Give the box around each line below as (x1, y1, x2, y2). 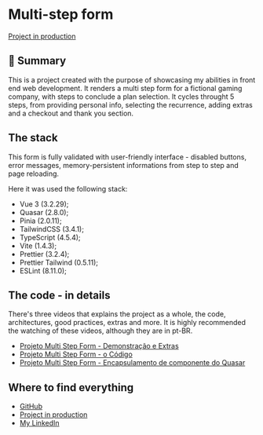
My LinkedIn (19, 419, 60, 428)
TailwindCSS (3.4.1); (19, 224, 85, 233)
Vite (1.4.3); (19, 241, 57, 250)
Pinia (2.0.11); (19, 216, 62, 225)
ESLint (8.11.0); (19, 265, 67, 276)
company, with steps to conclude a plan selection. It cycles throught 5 (8, 92, 235, 101)
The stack (8, 131, 58, 144)
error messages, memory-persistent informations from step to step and (8, 160, 239, 170)
